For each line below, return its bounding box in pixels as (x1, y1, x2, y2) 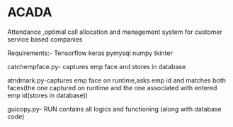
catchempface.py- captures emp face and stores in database (7, 62, 186, 71)
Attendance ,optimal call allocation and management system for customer (7, 28, 223, 36)
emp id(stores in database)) (7, 91, 89, 99)
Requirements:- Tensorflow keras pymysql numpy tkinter (7, 49, 174, 57)
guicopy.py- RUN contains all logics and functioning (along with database (7, 104, 222, 113)
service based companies (7, 35, 83, 43)
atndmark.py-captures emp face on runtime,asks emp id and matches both (7, 75, 227, 85)
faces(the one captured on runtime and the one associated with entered (7, 83, 217, 92)
